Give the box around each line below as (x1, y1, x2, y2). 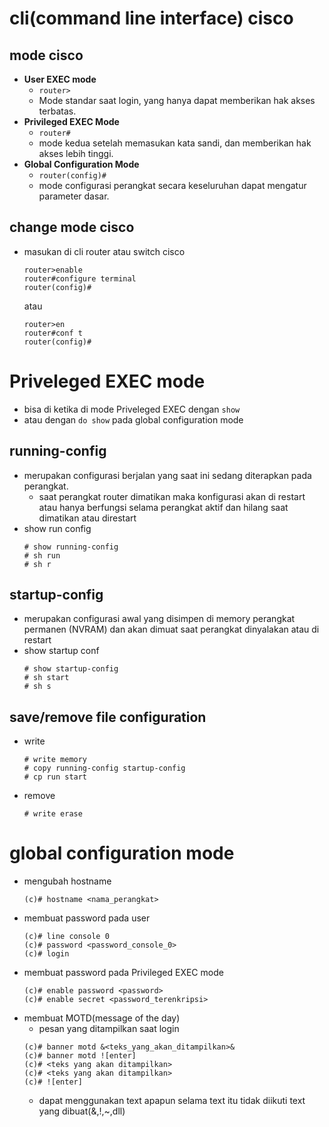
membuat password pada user (23, 912, 151, 924)
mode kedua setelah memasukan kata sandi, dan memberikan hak (38, 137, 312, 149)
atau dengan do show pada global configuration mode (23, 413, 244, 426)
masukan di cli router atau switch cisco (23, 245, 186, 257)
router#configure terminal (23, 273, 137, 284)
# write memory (23, 755, 88, 765)
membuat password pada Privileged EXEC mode (23, 967, 224, 979)
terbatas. (38, 105, 77, 117)
